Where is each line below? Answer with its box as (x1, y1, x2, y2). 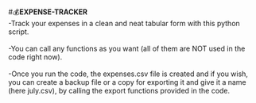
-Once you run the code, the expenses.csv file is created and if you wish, (8, 69, 249, 78)
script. (8, 27, 29, 36)
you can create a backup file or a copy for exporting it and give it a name (8, 78, 246, 86)
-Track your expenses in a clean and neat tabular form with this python (8, 19, 240, 28)
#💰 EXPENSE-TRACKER (8, 7, 88, 17)
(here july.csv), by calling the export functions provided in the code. (8, 86, 231, 95)
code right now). (8, 52, 63, 62)
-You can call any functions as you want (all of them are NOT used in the (8, 44, 246, 53)
